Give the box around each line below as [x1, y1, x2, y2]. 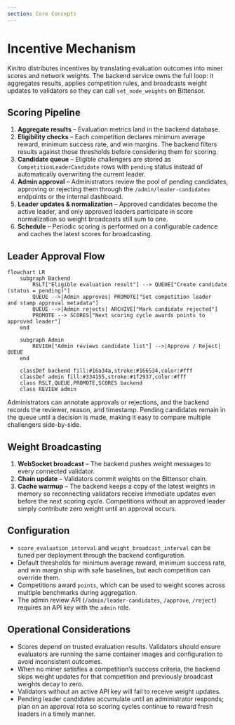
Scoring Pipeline [7, 106, 81, 118]
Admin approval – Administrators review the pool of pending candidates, [17, 177, 229, 186]
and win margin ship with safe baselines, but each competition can [17, 565, 210, 574]
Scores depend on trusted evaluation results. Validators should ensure [17, 642, 221, 650]
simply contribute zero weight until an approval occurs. [17, 504, 177, 513]
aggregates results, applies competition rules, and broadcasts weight [7, 79, 208, 87]
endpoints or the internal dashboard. [17, 193, 123, 201]
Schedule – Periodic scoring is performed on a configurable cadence [17, 222, 218, 231]
